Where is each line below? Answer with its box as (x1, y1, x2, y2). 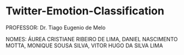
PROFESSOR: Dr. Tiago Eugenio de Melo (5, 24, 106, 31)
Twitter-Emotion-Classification (5, 4, 165, 18)
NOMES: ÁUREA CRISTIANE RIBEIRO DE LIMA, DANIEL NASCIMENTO (5, 35, 178, 42)
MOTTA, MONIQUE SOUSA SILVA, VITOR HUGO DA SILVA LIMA (5, 42, 164, 49)
